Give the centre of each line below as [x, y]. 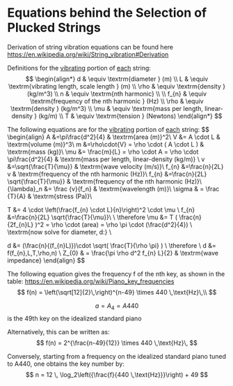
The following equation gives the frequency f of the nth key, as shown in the [116, 274]
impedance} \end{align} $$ [46, 260]
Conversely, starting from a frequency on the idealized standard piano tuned [117, 356]
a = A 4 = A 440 [117, 306]
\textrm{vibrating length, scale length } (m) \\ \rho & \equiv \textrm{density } [117, 86]
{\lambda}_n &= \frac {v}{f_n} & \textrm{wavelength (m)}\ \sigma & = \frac [113, 188]
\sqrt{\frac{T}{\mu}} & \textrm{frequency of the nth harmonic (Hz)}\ [105, 181]
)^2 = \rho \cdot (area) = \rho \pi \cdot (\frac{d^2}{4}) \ [113, 224]
